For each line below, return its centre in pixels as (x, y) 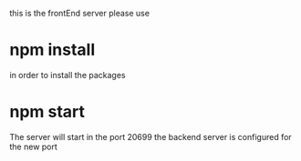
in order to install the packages (67, 75)
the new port (33, 146)
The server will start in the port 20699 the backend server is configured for (150, 136)
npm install (52, 50)
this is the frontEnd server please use (80, 13)
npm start (47, 112)
